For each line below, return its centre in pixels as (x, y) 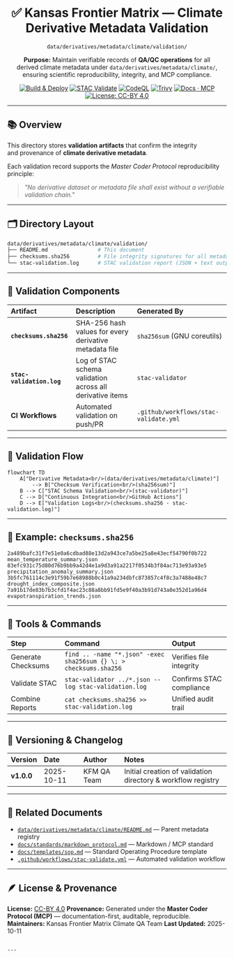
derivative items (102, 395)
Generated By (160, 311)
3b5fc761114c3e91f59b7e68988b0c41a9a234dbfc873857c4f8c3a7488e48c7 (107, 578)
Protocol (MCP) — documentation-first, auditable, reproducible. (99, 916)
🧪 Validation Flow (45, 457)
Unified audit (193, 699)
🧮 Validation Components (64, 291)
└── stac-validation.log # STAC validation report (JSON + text (110, 263)
